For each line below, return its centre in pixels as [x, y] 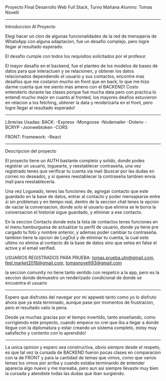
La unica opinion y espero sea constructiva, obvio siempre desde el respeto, [83, 347]
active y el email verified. [30, 248]
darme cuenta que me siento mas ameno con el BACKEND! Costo [72, 87]
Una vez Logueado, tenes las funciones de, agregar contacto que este [77, 191]
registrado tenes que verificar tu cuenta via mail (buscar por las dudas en [80, 171]
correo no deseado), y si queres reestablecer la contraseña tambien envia [80, 176]
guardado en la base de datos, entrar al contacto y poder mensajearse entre [83, 196]
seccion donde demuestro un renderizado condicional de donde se [74, 278]
